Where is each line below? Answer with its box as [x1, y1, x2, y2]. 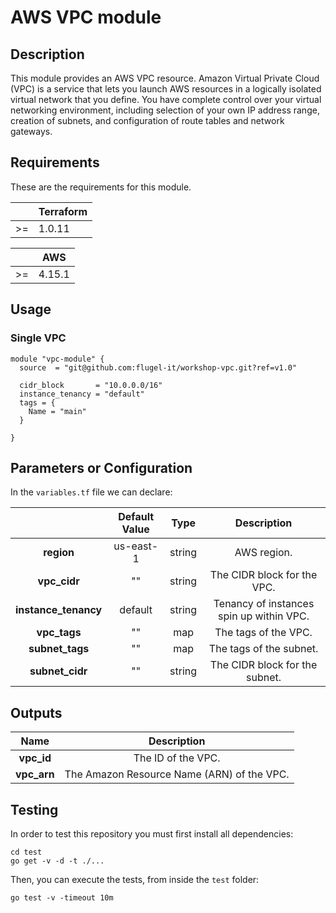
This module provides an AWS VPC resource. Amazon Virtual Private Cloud [10, 72, 320, 84]
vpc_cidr [37, 574, 80, 588]
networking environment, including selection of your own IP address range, [10, 104, 320, 116]
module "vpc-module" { [10, 354, 105, 364]
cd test [10, 847, 43, 857]
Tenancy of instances [213, 597, 315, 611]
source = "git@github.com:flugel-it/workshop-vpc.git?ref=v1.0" [19, 362, 298, 373]
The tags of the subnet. [208, 642, 319, 656]
